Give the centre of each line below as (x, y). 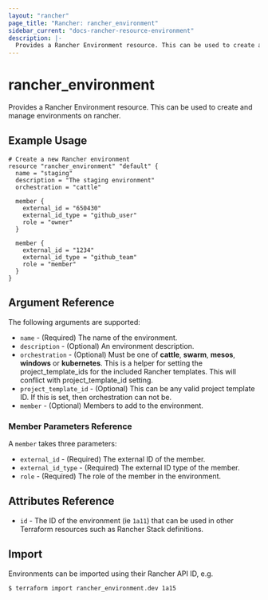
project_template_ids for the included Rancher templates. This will (128, 371)
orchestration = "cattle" (59, 187)
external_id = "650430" (62, 208)
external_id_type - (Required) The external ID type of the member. (130, 467)
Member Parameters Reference (71, 426)
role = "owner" (48, 222)
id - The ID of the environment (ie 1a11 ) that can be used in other (126, 520)
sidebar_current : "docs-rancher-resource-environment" (101, 30)
